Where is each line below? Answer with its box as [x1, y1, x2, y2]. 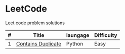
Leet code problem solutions [5, 20, 65, 26]
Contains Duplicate [16, 40, 62, 47]
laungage [66, 31, 90, 38]
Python [66, 40, 84, 47]
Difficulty [94, 31, 117, 38]
